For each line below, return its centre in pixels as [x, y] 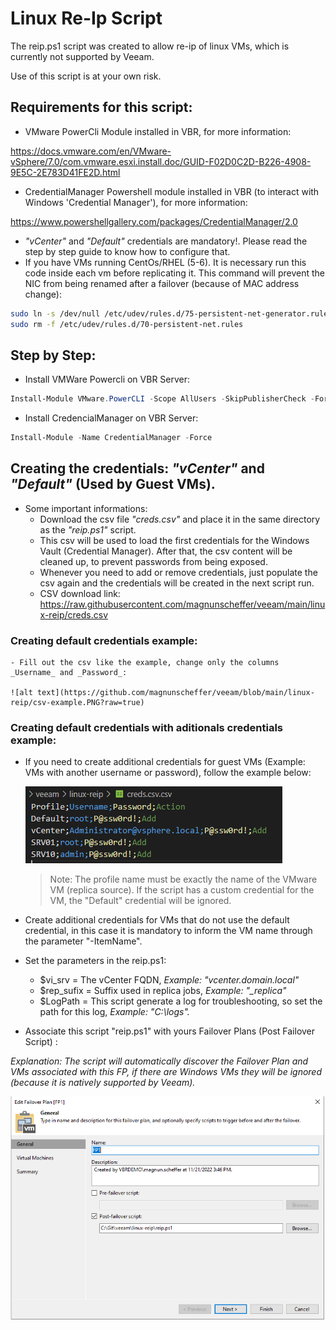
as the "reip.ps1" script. [88, 529]
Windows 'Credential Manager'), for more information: [136, 202]
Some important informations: [86, 508]
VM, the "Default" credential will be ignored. [140, 901]
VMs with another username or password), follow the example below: [168, 773]
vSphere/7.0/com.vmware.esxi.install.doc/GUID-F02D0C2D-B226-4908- [161, 161]
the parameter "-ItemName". [83, 941]
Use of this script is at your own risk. [86, 76]
